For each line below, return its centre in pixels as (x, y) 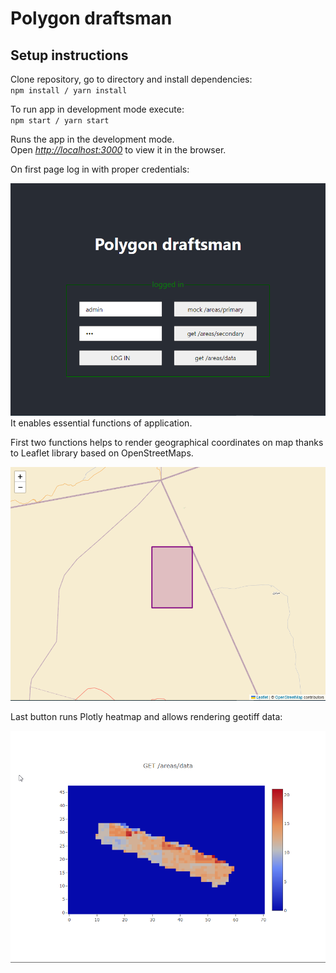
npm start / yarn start (60, 121)
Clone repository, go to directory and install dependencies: (131, 79)
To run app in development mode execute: (97, 109)
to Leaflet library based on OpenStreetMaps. (102, 453)
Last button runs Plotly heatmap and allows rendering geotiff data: (146, 716)
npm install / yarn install (69, 91)
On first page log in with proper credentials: (100, 169)
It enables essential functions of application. (101, 423)
